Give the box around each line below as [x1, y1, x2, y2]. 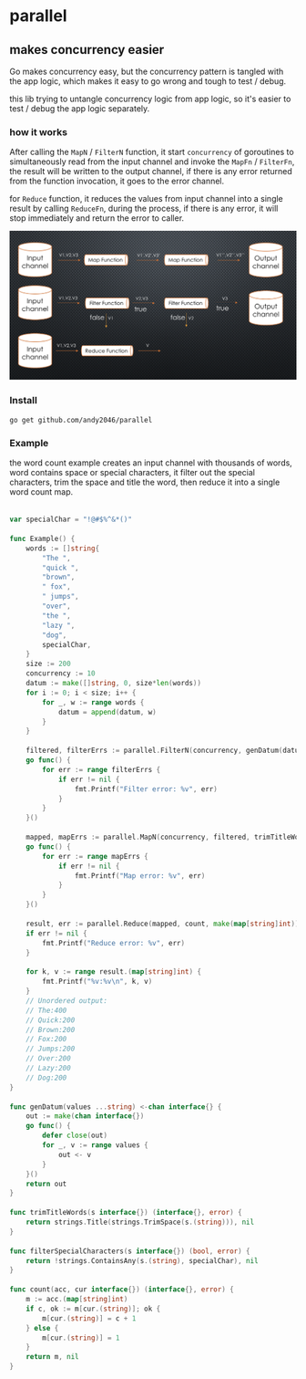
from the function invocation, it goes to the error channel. [9, 175, 225, 187]
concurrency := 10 [25, 669, 96, 678]
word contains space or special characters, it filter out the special [9, 467, 255, 478]
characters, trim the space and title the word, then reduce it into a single [9, 476, 280, 488]
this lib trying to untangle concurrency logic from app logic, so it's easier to [9, 93, 291, 104]
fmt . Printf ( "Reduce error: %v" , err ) [42, 938, 185, 947]
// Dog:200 [25, 1073, 67, 1082]
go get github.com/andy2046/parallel [9, 415, 153, 424]
